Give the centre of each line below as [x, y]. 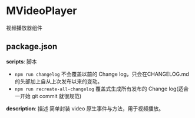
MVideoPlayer [42, 11]
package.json [32, 47]
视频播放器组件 [24, 28]
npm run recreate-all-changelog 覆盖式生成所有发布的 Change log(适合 [102, 89]
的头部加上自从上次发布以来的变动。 [59, 81]
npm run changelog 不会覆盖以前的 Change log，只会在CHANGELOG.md [102, 74]
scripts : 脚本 [22, 61]
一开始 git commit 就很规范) [48, 96]
